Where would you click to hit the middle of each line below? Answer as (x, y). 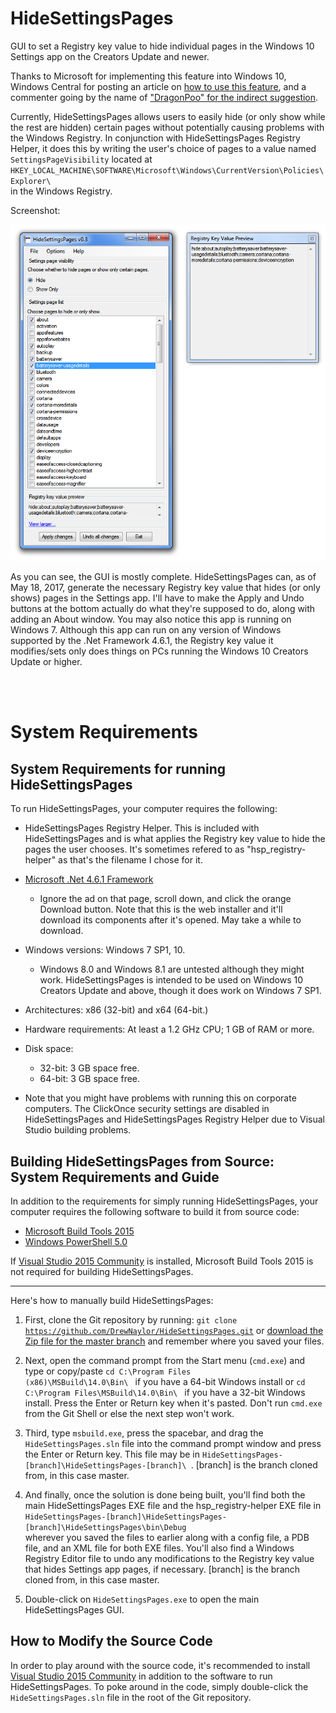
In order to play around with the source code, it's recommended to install (160, 1665)
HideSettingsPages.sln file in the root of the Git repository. (131, 1697)
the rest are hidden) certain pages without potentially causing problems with (167, 127)
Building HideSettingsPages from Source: (142, 1161)
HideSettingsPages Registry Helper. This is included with (142, 828)
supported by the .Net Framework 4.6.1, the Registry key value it (142, 641)
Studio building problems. (78, 1130)
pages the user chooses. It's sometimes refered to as (134, 849)
